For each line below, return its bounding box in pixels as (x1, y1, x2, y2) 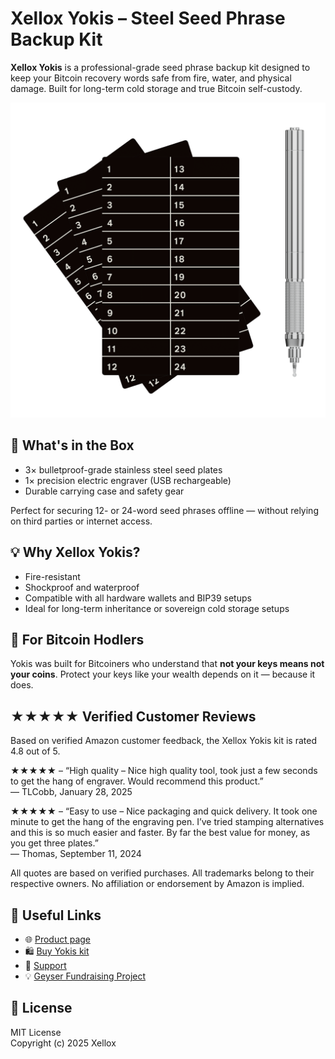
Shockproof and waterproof (24, 581, 140, 593)
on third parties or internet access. (10, 515, 153, 527)
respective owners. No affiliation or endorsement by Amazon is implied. (10, 878, 305, 890)
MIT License (10, 1026, 62, 1038)
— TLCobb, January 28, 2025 (10, 786, 133, 798)
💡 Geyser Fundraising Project (24, 970, 147, 982)
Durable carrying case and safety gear (24, 485, 185, 497)
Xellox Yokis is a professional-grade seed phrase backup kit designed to (10, 61, 311, 73)
